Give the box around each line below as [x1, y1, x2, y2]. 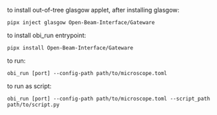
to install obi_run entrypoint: [7, 31, 87, 39]
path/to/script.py [7, 101, 60, 108]
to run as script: [7, 82, 52, 90]
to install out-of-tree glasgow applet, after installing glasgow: [7, 6, 180, 14]
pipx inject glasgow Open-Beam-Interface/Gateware [7, 19, 155, 26]
